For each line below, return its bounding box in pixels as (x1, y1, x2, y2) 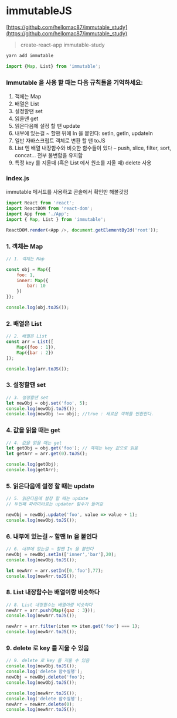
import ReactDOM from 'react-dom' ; (6, 206, 93, 211)
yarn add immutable (6, 52, 54, 58)
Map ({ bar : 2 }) (16, 349, 54, 356)
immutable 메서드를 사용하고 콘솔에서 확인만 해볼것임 (6, 188, 129, 196)
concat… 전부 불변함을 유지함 (14, 151, 83, 158)
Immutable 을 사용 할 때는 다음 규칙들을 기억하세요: (6, 78, 144, 87)
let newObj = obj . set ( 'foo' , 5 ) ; (6, 400, 88, 406)
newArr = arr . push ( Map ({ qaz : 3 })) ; (6, 607, 96, 613)
